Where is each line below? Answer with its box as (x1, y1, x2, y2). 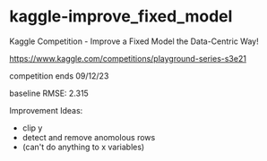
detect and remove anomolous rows (22, 131, 156, 142)
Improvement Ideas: (9, 105, 83, 115)
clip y (22, 123, 43, 133)
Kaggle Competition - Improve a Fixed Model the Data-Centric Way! (9, 36, 259, 47)
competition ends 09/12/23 (9, 70, 109, 81)
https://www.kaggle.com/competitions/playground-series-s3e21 (9, 53, 246, 64)
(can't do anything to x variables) (22, 141, 145, 152)
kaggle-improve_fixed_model (9, 6, 233, 27)
